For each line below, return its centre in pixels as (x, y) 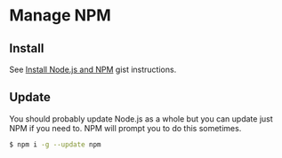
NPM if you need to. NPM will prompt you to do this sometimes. (125, 128)
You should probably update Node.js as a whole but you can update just (141, 118)
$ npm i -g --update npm (55, 144)
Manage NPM (60, 16)
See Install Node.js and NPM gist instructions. (93, 69)
